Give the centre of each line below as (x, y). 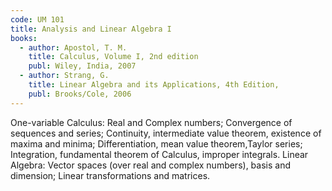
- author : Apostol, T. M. (73, 47)
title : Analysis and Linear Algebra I (91, 29)
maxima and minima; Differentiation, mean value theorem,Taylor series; (156, 143)
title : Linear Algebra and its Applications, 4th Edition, (154, 85)
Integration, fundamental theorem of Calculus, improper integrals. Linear (159, 154)
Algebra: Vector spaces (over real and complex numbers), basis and (150, 165)
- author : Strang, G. (64, 76)
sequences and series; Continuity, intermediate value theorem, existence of (166, 133)
